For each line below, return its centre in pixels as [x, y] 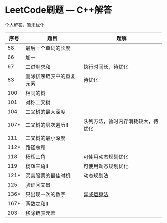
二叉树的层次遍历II [47, 125]
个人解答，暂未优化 [25, 25]
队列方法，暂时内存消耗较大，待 [121, 121]
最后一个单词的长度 [48, 48]
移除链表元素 [41, 213]
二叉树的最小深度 [45, 138]
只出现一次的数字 [45, 194]
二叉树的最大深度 [45, 112]
